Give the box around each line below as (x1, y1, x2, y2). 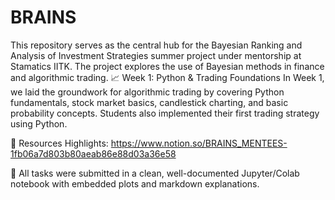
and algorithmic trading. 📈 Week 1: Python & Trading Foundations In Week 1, (10, 71, 325, 83)
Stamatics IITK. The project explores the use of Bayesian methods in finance (10, 60, 325, 72)
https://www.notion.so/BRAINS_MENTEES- (110, 137, 288, 149)
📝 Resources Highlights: (10, 137, 109, 149)
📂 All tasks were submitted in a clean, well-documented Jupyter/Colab (10, 167, 300, 179)
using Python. (10, 117, 68, 130)
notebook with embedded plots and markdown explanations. (10, 177, 260, 190)
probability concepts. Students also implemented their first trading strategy (10, 107, 320, 119)
